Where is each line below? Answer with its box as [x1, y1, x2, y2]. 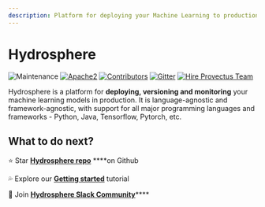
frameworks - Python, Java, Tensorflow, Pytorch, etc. [8, 112, 182, 121]
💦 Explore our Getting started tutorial [8, 174, 130, 183]
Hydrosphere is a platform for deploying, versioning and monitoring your [8, 87, 248, 96]
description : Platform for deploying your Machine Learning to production [8, 11, 259, 20]
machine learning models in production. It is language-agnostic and [8, 95, 228, 105]
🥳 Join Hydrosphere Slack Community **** [8, 190, 150, 199]
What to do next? [8, 135, 95, 148]
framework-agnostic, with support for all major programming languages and [8, 103, 255, 113]
